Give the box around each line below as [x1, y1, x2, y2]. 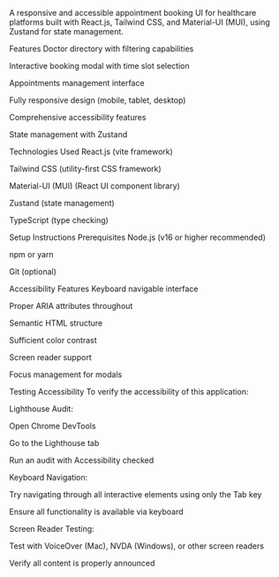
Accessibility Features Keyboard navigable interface [9, 283, 199, 294]
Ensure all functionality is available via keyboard [9, 506, 184, 517]
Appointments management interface [9, 78, 145, 88]
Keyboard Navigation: [9, 473, 88, 482]
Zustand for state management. [9, 27, 124, 36]
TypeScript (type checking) [9, 215, 109, 225]
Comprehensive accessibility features [9, 112, 147, 122]
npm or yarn [9, 250, 55, 259]
